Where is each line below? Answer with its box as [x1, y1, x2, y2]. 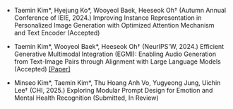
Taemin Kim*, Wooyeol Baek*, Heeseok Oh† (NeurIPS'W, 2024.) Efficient [13, 42, 225, 50]
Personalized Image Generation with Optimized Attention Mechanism [13, 21, 215, 29]
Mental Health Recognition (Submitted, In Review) [13, 93, 159, 102]
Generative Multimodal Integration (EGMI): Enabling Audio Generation [13, 50, 217, 58]
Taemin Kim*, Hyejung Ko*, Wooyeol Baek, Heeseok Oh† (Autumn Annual [13, 6, 227, 14]
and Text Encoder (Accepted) [13, 28, 100, 37]
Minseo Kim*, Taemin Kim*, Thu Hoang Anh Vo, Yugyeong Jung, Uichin [13, 79, 221, 87]
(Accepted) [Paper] [13, 65, 71, 73]
